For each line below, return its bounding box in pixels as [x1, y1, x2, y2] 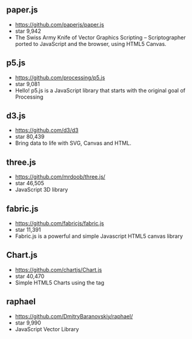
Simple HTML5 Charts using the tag [15, 278, 105, 286]
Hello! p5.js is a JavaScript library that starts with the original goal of [15, 87, 186, 94]
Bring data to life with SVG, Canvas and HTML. [15, 139, 131, 147]
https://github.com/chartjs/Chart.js [15, 266, 102, 273]
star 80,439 [15, 133, 45, 140]
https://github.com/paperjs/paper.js [15, 21, 104, 28]
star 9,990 [15, 319, 41, 326]
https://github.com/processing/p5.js [15, 74, 105, 81]
